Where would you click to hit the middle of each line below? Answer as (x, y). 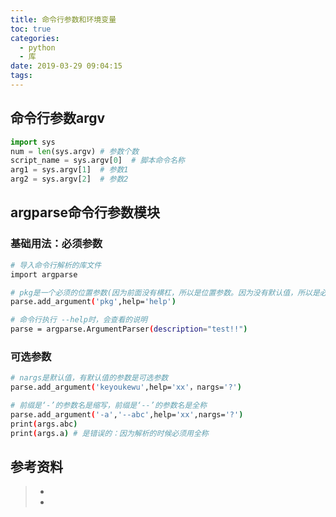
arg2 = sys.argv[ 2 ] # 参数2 (69, 179)
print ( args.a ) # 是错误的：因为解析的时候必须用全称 (109, 433)
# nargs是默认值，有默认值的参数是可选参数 (89, 378)
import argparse (44, 274)
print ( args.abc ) (44, 424)
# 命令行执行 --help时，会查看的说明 (79, 320)
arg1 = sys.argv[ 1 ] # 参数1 (69, 170)
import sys (33, 142)
